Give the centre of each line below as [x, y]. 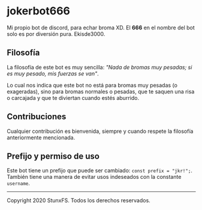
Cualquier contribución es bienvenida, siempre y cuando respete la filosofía [100, 131]
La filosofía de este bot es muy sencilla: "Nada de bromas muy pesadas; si [100, 67]
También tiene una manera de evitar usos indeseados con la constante [94, 177]
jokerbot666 [39, 11]
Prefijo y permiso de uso [53, 156]
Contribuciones [37, 117]
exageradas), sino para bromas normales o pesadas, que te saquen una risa [101, 92]
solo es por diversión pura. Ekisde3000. [56, 34]
